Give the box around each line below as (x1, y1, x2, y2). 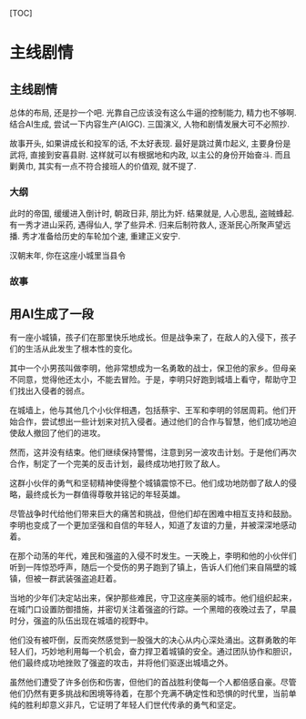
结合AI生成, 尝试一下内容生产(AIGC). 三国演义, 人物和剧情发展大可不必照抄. (9, 118, 290, 129)
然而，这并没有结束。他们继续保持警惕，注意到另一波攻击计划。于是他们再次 (9, 447, 297, 458)
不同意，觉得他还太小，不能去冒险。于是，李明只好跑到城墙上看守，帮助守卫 (9, 374, 297, 385)
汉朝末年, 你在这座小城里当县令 (9, 250, 126, 261)
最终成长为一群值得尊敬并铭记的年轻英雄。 (25, 489, 185, 500)
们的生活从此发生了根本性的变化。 (9, 343, 138, 354)
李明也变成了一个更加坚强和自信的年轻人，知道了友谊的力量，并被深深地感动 (9, 520, 297, 531)
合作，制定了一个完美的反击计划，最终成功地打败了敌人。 (9, 459, 225, 470)
